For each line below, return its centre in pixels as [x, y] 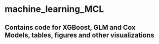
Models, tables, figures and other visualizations [79, 35]
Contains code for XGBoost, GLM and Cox [70, 27]
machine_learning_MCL [54, 9]
